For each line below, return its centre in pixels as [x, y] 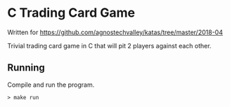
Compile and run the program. [51, 85]
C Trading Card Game [71, 13]
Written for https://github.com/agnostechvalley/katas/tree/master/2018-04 [115, 32]
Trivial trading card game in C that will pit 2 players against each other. [109, 45]
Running [26, 68]
